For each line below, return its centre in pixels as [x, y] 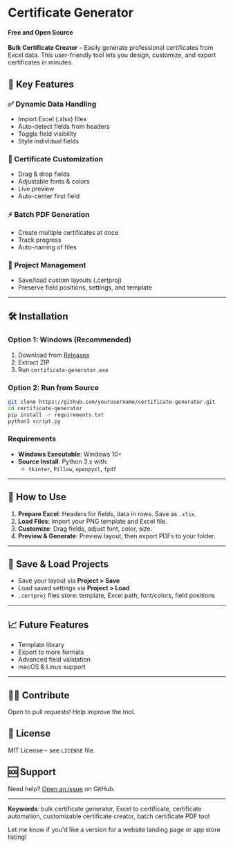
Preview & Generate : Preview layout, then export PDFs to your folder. [117, 536]
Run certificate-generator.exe [63, 369]
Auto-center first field [49, 196]
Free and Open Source [40, 32]
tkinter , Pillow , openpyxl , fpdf [72, 468]
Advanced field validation [54, 660]
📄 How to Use [37, 497]
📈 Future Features [48, 625]
